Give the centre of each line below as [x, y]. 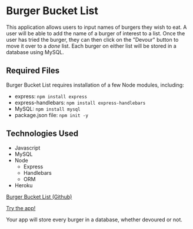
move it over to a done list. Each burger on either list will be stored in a [91, 46]
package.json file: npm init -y [51, 115]
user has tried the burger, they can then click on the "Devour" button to [92, 39]
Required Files [33, 71]
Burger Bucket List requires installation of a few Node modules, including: [95, 85]
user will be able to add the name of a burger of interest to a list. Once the [96, 33]
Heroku [24, 185]
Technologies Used [42, 134]
